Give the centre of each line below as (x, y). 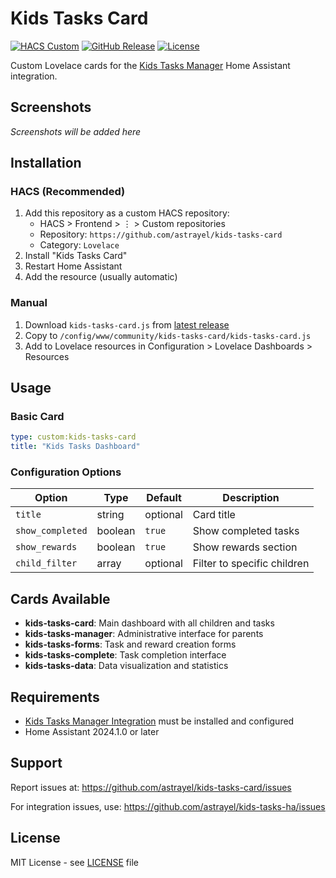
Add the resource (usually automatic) (101, 277)
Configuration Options (66, 472)
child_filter (46, 563)
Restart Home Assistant (73, 266)
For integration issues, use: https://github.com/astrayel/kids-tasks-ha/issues (168, 806)
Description (251, 498)
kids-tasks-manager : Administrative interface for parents (144, 634)
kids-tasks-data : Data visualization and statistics (126, 666)
